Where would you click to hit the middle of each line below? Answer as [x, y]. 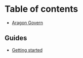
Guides [16, 38]
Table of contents [41, 9]
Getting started [27, 50]
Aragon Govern [27, 23]
